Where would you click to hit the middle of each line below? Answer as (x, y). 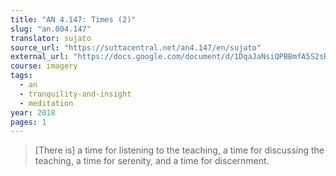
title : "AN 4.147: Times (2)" (73, 19)
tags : (21, 76)
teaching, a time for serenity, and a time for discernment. (152, 161)
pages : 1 (28, 122)
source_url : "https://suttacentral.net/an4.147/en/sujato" (136, 47)
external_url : (40, 57)
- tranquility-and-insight (75, 94)
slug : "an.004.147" (51, 29)
